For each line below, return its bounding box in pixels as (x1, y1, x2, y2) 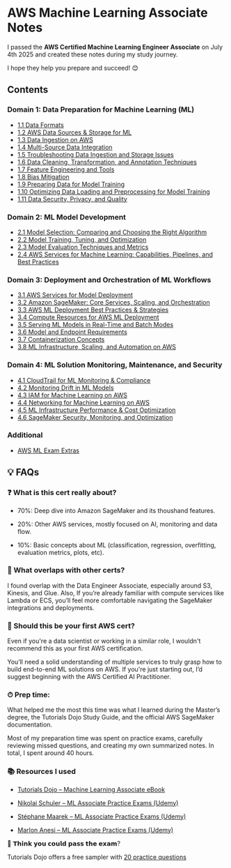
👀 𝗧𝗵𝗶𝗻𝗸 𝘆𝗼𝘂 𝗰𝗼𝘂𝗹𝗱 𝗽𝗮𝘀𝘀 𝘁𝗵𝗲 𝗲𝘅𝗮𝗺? (7, 839, 120, 848)
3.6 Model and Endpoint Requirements (17, 328, 127, 336)
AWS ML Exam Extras (17, 446, 80, 455)
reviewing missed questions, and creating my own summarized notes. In (7, 741, 214, 750)
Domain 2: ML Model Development (7, 212, 127, 222)
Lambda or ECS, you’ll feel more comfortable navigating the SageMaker (7, 596, 213, 604)
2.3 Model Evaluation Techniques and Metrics (17, 243, 149, 251)
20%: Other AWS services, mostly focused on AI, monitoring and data (17, 519, 218, 528)
